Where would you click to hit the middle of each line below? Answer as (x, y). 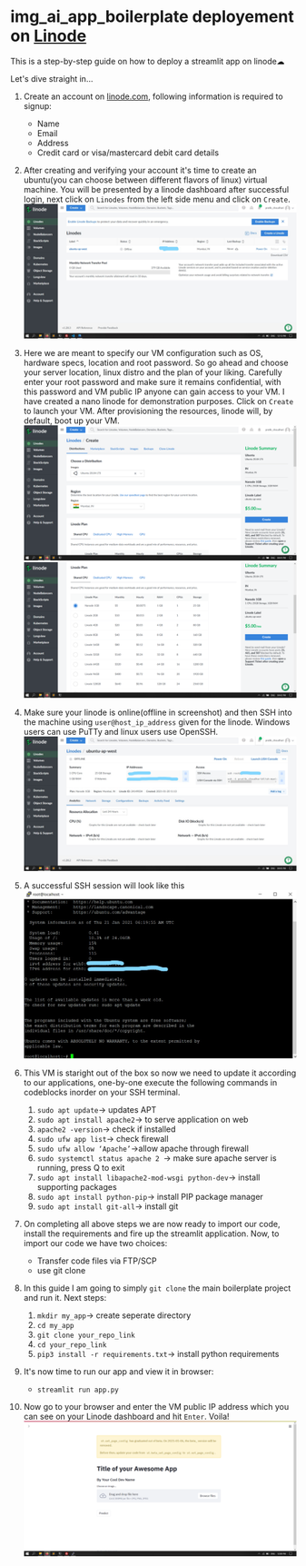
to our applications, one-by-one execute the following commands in (150, 1082)
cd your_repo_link (72, 1345)
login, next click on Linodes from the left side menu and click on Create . (157, 199)
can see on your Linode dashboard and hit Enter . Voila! (126, 1416)
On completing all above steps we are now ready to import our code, (152, 1224)
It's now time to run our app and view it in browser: (118, 1371)
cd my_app (56, 1325)
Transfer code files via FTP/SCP (97, 1261)
